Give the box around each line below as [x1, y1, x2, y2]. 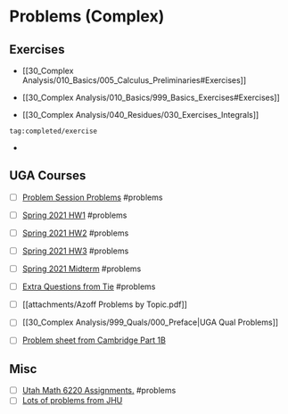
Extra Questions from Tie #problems [21, 281, 156, 292]
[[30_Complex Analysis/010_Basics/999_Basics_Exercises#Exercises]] [21, 92, 281, 103]
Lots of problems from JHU [21, 395, 123, 406]
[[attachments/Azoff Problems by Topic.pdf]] [21, 299, 187, 310]
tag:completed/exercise [9, 127, 98, 136]
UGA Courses [9, 168, 86, 184]
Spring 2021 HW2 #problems [21, 228, 129, 238]
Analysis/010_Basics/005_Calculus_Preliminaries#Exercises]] [21, 75, 247, 86]
